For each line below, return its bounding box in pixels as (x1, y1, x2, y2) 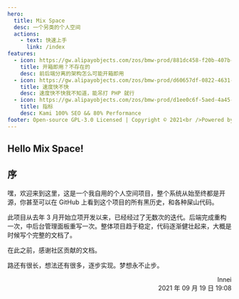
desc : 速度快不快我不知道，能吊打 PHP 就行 (20, 90, 135, 97)
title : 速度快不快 (20, 83, 70, 90)
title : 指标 (20, 103, 53, 110)
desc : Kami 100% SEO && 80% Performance (20, 110, 142, 117)
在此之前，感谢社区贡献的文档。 (7, 246, 101, 254)
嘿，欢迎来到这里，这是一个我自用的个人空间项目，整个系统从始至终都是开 (7, 189, 225, 197)
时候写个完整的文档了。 (7, 231, 76, 239)
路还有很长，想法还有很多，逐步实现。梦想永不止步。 (7, 261, 164, 269)
